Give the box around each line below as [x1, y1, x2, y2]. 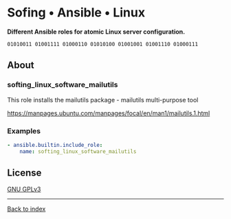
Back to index [7, 205, 46, 214]
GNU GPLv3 [7, 185, 41, 194]
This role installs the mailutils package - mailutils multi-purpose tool [7, 95, 199, 104]
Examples [7, 126, 41, 135]
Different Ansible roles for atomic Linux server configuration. [7, 27, 186, 36]
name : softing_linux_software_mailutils [19, 148, 137, 155]
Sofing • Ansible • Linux [7, 5, 146, 21]
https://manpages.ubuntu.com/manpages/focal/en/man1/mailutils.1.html [7, 108, 210, 117]
